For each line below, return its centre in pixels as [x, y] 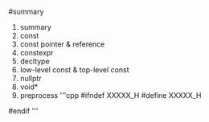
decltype [35, 61]
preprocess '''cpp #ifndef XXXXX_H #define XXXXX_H [111, 95]
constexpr [37, 53]
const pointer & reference [62, 44]
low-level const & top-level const [74, 70]
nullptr [31, 78]
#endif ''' [23, 111]
